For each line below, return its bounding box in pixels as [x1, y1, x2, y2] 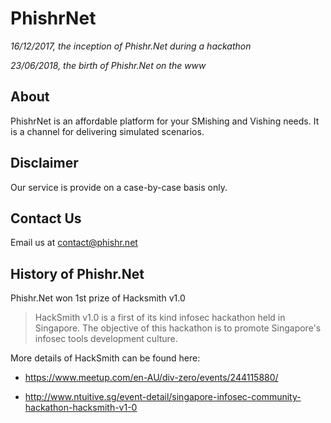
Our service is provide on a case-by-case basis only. [10, 181, 228, 193]
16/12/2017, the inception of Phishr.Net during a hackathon [10, 40, 252, 52]
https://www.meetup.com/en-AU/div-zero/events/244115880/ [24, 372, 279, 384]
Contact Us [10, 210, 82, 227]
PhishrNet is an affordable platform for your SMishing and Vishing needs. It [10, 115, 320, 127]
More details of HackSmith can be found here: [10, 352, 201, 364]
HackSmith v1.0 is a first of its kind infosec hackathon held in [34, 312, 286, 324]
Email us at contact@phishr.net [10, 237, 138, 249]
